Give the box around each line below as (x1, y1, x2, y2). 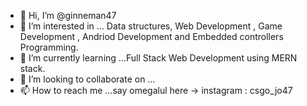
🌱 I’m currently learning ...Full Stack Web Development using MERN (19, 52, 298, 64)
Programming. (19, 41, 79, 53)
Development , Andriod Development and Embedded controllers (19, 31, 284, 42)
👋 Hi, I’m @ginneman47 (19, 10, 117, 21)
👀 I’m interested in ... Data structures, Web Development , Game (19, 20, 283, 32)
